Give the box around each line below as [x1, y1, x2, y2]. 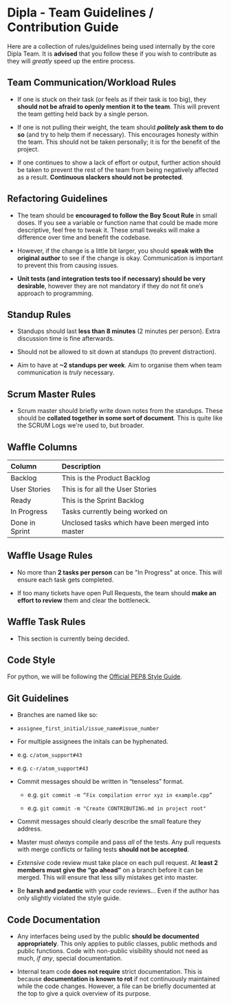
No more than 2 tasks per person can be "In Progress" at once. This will [16, 568, 222, 576]
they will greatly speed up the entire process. [7, 56, 135, 65]
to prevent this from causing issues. [16, 261, 119, 269]
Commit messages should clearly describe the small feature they [16, 818, 201, 826]
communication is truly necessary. [16, 368, 115, 376]
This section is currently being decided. [16, 634, 130, 643]
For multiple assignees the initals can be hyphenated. [16, 738, 168, 746]
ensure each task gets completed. [16, 575, 114, 584]
